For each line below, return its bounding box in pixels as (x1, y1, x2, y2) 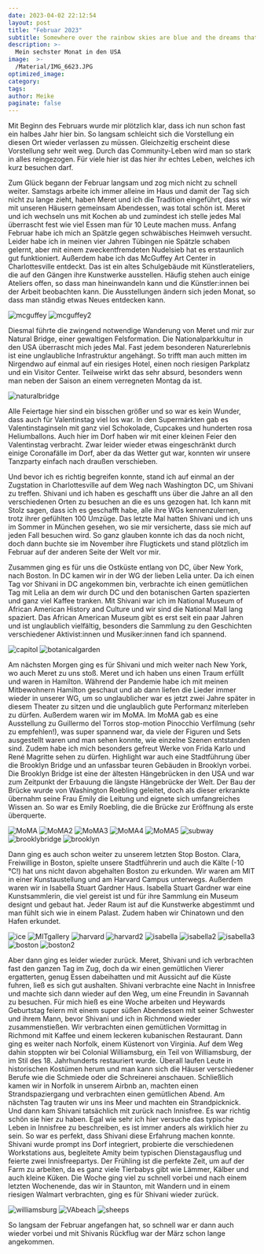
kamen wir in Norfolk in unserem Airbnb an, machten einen (8, 1081, 199, 1091)
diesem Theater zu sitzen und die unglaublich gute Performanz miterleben (8, 702, 249, 711)
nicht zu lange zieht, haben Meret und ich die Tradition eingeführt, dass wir (8, 195, 251, 205)
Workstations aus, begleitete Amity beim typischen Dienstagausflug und (8, 1148, 242, 1158)
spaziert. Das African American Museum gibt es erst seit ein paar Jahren (8, 613, 244, 622)
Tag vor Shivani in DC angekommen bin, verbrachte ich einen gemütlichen (8, 580, 249, 589)
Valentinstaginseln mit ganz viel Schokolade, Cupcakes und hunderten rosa (8, 423, 253, 433)
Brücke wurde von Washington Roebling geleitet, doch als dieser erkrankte (8, 785, 250, 796)
